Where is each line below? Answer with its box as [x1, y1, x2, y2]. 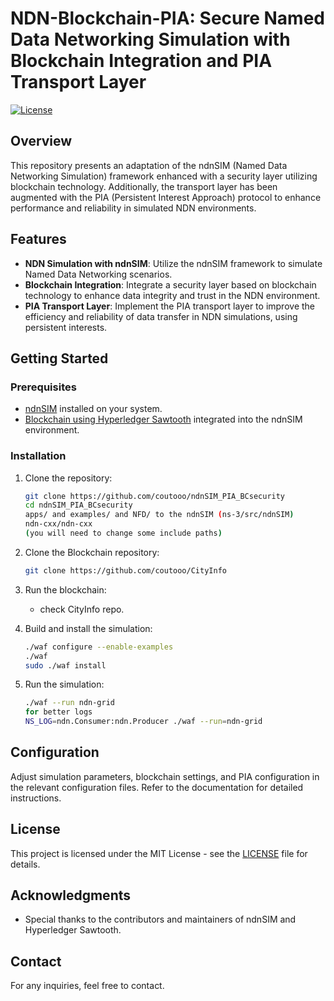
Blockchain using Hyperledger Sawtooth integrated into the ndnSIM [24, 413, 303, 426]
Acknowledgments [10, 887, 132, 904]
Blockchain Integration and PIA [10, 50, 273, 72]
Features [10, 231, 67, 248]
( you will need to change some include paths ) [24, 528, 223, 539]
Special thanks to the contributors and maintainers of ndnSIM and [24, 913, 297, 926]
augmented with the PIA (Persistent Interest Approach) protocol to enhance [10, 191, 322, 203]
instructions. [10, 792, 62, 804]
